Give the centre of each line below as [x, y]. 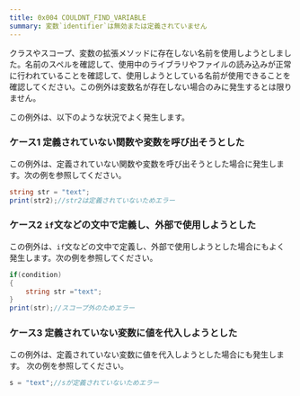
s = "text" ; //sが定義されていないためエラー [84, 382]
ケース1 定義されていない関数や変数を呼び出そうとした [127, 142]
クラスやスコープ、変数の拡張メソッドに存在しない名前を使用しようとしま [147, 53]
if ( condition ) [36, 274]
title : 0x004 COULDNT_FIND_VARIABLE [78, 18]
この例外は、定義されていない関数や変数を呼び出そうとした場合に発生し [143, 164]
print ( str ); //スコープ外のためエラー [72, 308]
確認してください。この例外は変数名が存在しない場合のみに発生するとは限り [151, 86]
